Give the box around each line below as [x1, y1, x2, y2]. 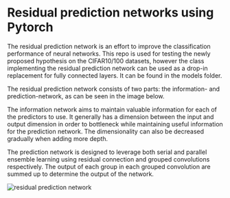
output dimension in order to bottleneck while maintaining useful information [7, 120, 223, 128]
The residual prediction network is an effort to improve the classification [7, 42, 211, 50]
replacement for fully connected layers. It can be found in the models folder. [7, 71, 222, 80]
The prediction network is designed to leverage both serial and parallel [7, 148, 207, 156]
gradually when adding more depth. [7, 134, 108, 142]
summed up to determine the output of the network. [7, 170, 154, 178]
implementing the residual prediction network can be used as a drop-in [7, 64, 208, 72]
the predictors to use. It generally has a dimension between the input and [7, 112, 214, 121]
